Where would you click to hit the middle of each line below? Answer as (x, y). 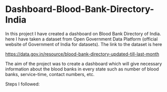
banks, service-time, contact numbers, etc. (50, 74)
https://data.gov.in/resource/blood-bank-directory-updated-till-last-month (82, 54)
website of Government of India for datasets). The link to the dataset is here (84, 44)
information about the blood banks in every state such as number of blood (82, 69)
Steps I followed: (23, 84)
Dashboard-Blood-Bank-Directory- (80, 9)
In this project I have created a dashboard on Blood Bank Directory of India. (83, 33)
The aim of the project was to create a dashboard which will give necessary (84, 63)
